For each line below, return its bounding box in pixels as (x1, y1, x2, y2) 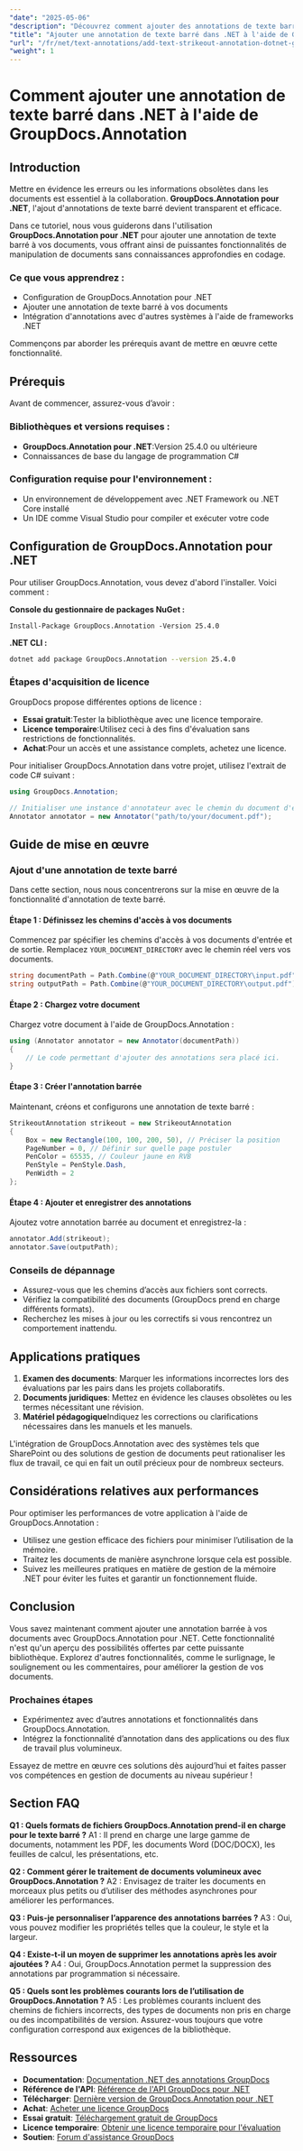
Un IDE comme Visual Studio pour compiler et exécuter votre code (22, 512, 270, 523)
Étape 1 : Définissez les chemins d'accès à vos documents (9, 915, 233, 925)
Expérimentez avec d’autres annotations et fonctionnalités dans (22, 1714, 259, 1724)
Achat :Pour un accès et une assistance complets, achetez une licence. (22, 742, 287, 753)
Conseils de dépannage (9, 1264, 115, 1276)
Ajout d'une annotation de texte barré (9, 863, 178, 876)
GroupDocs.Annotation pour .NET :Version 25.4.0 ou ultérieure (22, 441, 258, 452)
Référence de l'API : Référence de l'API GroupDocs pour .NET (22, 2083, 251, 2094)
